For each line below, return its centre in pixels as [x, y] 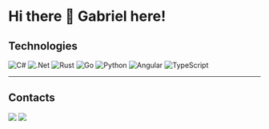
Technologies [43, 46]
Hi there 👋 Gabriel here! [87, 16]
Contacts [32, 98]
